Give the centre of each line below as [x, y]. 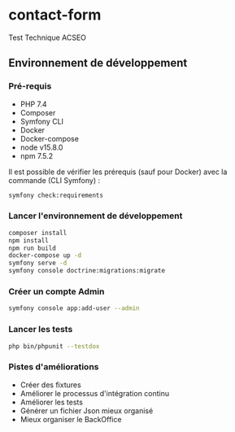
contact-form [55, 15]
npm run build [33, 248]
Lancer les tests [41, 329]
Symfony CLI [41, 121]
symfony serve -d [38, 263]
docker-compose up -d [45, 255]
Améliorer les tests [52, 402]
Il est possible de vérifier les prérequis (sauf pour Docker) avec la [118, 172]
